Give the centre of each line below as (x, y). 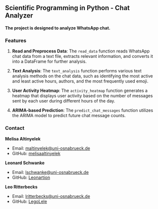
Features (16, 40)
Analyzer (19, 16)
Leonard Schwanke (25, 163)
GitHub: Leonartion (31, 177)
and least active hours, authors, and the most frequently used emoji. (80, 81)
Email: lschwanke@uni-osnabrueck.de (50, 172)
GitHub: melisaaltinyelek (36, 153)
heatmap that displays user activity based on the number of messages (82, 96)
